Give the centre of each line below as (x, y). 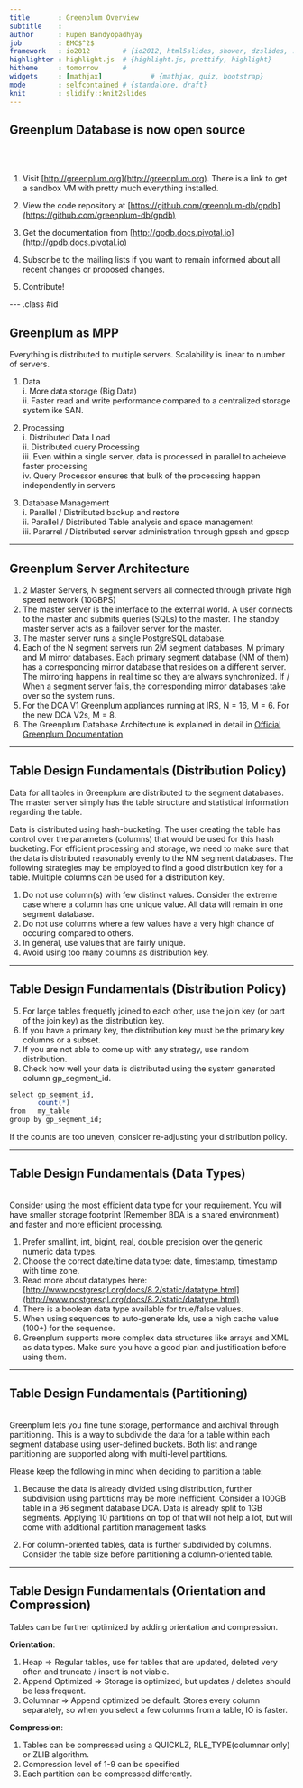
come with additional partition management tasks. (115, 1527)
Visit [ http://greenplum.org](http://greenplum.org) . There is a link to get (155, 179)
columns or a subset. (61, 1040)
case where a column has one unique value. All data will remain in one (153, 904)
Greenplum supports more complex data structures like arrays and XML (155, 1338)
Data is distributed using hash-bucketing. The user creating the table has (145, 829)
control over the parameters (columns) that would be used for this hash (142, 838)
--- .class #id (34, 304)
